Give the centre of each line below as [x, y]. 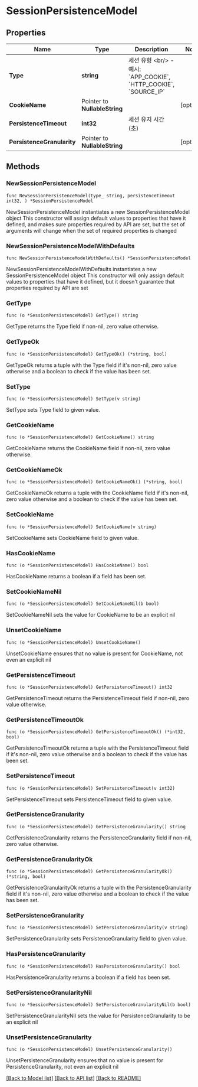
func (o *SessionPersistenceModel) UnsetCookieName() [74, 642]
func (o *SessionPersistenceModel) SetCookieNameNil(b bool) [83, 604]
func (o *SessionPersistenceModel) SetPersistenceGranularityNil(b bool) [99, 1005]
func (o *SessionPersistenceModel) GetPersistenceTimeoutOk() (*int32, [96, 732]
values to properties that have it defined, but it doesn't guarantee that [90, 281]
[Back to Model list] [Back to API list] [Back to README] [74, 1078]
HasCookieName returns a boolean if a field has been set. [76, 577]
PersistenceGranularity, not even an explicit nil [62, 1067]
